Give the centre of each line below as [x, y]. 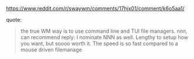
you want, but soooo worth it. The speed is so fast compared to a [99, 44]
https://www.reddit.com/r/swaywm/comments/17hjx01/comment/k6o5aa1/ [95, 8]
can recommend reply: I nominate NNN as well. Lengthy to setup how [104, 37]
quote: [14, 20]
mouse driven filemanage [51, 50]
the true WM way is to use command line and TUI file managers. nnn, [104, 31]
